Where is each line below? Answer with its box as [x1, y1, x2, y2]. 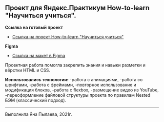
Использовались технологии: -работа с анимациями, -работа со [5, 76, 143, 82]
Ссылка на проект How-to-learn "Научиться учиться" [12, 34, 124, 39]
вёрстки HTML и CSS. [5, 67, 50, 73]
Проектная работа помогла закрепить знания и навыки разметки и [5, 62, 145, 68]
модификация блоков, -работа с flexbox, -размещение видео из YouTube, [5, 87, 159, 93]
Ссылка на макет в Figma [12, 52, 65, 58]
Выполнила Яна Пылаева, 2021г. [5, 111, 72, 117]
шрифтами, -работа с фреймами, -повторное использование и [5, 82, 137, 87]
